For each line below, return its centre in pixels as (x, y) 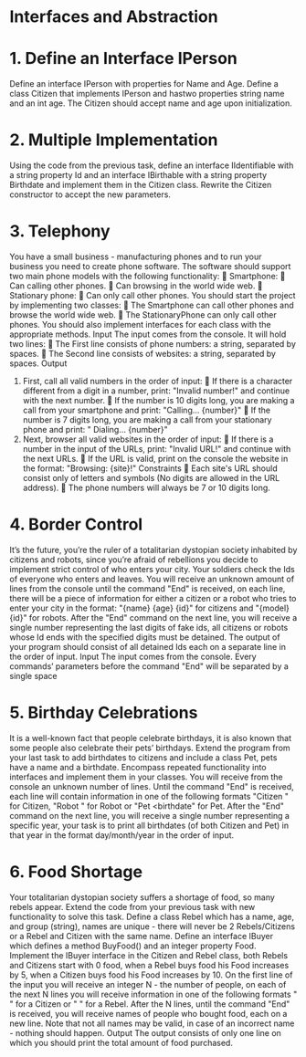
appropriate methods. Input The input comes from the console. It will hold (148, 334)
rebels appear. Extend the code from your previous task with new (132, 906)
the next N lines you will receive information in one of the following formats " (153, 994)
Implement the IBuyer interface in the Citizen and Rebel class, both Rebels (149, 955)
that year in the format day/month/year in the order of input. (122, 835)
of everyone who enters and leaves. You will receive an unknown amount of (152, 579)
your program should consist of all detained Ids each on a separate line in (148, 646)
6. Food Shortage (76, 872)
